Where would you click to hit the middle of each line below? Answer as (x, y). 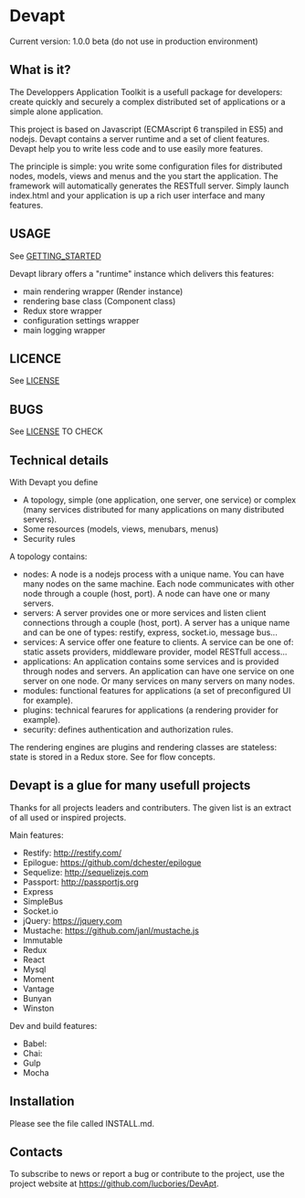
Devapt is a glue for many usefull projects (130, 785)
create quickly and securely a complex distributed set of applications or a (147, 101)
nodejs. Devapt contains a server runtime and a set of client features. (140, 139)
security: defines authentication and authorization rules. (128, 729)
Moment (38, 979)
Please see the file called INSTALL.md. (82, 1123)
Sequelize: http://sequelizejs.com (85, 872)
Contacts (37, 1152)
